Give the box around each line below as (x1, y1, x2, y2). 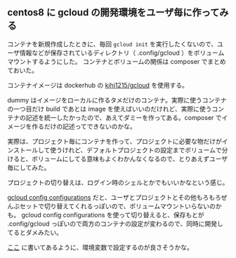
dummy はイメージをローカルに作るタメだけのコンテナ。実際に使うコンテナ (7, 95, 227, 104)
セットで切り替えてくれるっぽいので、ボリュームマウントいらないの (19, 202, 216, 210)
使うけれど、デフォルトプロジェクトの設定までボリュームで (50, 146, 223, 154)
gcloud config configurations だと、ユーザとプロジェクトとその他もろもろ (7, 193, 221, 201)
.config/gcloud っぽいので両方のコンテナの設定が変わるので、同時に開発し (7, 219, 223, 228)
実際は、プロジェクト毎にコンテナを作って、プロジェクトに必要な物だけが (7, 137, 223, 145)
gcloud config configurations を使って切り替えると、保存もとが (20, 210, 205, 219)
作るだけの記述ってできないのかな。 (31, 122, 137, 130)
